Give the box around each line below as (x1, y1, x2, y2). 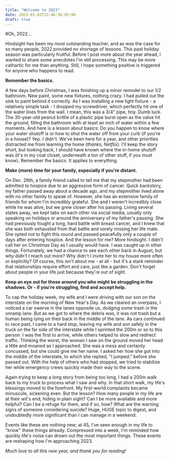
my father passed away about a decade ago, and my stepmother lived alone (5, 188, 164, 194)
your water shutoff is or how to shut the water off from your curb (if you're (5, 131, 161, 137)
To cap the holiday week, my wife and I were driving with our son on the (5, 294, 156, 300)
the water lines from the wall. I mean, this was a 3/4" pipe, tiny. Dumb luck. (5, 109, 162, 115)
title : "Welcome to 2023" (5, 7, 60, 13)
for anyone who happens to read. (5, 68, 75, 74)
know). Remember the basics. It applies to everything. (5, 158, 118, 164)
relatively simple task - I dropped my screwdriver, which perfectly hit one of (5, 104, 163, 110)
